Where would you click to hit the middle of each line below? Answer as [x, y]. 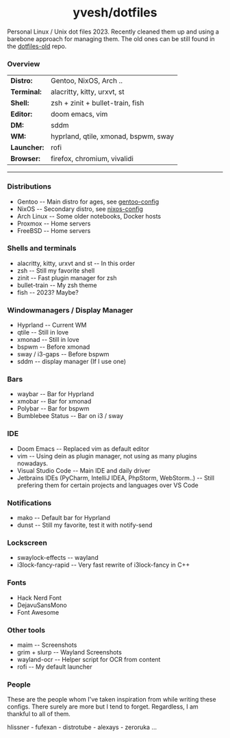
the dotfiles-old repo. [37, 46]
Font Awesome [38, 612]
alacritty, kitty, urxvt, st [87, 92]
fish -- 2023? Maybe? [48, 292]
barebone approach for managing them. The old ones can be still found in [111, 38]
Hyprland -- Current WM [52, 325]
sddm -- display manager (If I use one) [72, 362]
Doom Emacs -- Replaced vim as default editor [83, 448]
